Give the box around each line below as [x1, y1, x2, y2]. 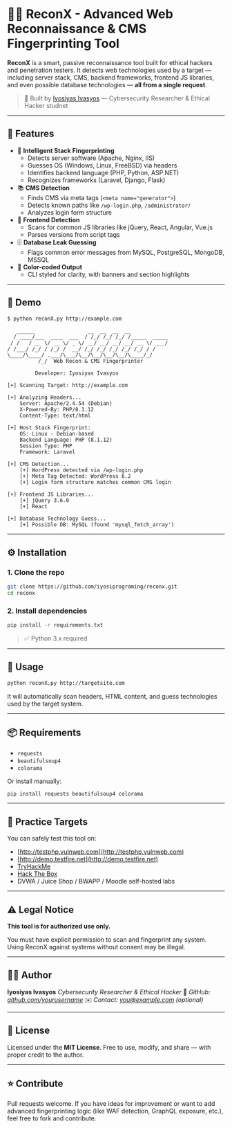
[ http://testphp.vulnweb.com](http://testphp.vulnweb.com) [17, 848, 184, 856]
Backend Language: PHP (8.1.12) [19, 436, 113, 444]
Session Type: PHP [19, 442, 72, 449]
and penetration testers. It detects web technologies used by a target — [7, 66, 212, 74]
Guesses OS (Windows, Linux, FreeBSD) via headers [27, 161, 177, 169]
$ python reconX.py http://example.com [7, 315, 122, 322]
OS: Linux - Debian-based [19, 431, 95, 438]
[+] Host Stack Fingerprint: [7, 424, 91, 431]
